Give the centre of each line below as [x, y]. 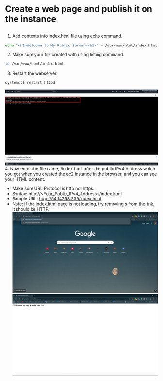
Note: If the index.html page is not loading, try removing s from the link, [83, 204]
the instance [31, 19]
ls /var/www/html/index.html [34, 64]
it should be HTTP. [31, 209]
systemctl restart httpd [30, 83]
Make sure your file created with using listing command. [68, 55]
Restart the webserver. [35, 73]
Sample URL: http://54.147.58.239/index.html [57, 199]
